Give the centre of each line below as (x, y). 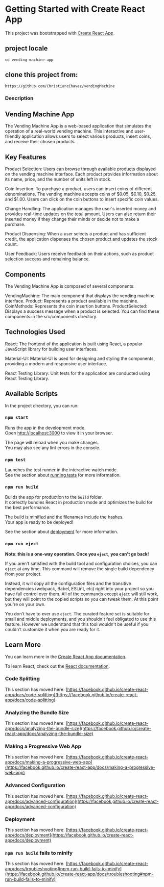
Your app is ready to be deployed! (39, 522)
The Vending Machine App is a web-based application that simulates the (78, 126)
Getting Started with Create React (75, 9)
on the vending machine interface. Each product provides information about (82, 174)
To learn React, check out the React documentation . (58, 666)
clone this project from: (42, 75)
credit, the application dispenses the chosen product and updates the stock (81, 239)
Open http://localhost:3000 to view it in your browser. (59, 433)
